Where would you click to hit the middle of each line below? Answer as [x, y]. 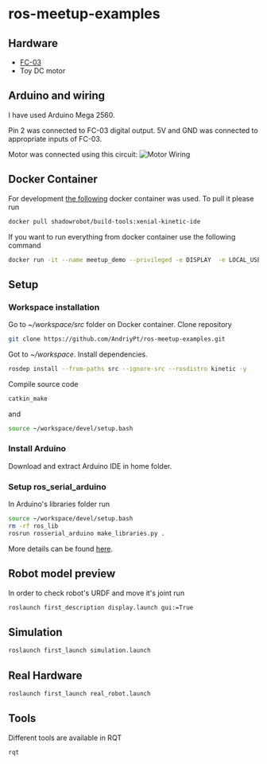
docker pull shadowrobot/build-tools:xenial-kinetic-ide [104, 221]
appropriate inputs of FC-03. [55, 138]
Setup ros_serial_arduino [58, 486]
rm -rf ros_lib [33, 526]
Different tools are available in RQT [65, 738]
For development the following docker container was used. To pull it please [131, 198]
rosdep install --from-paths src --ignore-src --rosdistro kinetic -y [128, 368]
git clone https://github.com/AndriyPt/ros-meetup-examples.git [117, 339]
